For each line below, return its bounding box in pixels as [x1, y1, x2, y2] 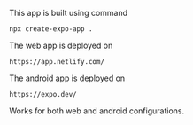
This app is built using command [9, 8, 128, 18]
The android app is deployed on [9, 73, 126, 83]
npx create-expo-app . [9, 25, 93, 34]
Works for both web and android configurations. [9, 105, 184, 116]
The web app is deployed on [9, 40, 113, 51]
